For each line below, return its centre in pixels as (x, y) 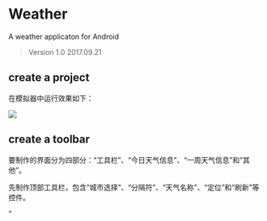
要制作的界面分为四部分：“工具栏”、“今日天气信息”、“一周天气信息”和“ (126, 159)
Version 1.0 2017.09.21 (65, 52)
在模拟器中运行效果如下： (51, 98)
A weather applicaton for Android (64, 36)
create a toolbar (49, 140)
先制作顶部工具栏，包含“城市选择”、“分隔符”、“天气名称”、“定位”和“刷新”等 (134, 187)
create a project (49, 78)
